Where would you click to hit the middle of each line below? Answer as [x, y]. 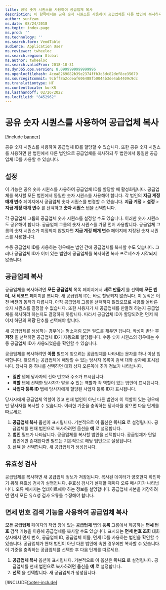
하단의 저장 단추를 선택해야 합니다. [47, 320]
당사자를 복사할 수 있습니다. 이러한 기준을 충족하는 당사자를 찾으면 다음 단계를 [85, 405]
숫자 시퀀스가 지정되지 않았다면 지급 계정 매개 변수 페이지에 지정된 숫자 [82, 231]
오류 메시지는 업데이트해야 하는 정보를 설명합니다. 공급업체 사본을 [78, 489]
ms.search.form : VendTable [33, 42]
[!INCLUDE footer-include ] [31, 583]
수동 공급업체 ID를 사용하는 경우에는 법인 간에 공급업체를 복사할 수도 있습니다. [80, 247]
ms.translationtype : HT [30, 83]
